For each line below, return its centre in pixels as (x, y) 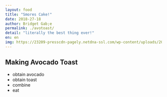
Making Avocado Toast (42, 62)
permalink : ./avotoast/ (30, 28)
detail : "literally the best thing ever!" (50, 33)
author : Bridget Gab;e (29, 24)
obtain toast (25, 80)
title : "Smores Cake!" (29, 14)
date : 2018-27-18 (23, 19)
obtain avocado (28, 74)
